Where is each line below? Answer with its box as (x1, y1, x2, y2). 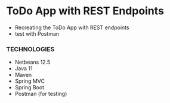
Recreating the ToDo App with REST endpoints (14, 24, 129, 31)
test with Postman (14, 30, 60, 37)
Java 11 (14, 65, 33, 72)
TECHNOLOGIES (6, 45, 55, 53)
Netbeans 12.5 (14, 58, 51, 66)
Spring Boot (14, 84, 45, 91)
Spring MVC (14, 77, 45, 85)
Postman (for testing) (14, 90, 67, 98)
